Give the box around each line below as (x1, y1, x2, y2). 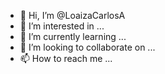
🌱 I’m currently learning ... (19, 31, 127, 42)
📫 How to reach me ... (19, 53, 113, 64)
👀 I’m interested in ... (19, 20, 105, 32)
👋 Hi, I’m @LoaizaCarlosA (19, 10, 126, 21)
